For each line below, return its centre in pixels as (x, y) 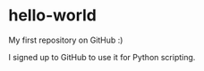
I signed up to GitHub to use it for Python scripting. (102, 57)
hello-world (53, 16)
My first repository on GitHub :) (66, 40)
